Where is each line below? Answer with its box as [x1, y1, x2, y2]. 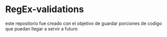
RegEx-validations [5, 4, 85, 15]
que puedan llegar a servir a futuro [5, 25, 78, 31]
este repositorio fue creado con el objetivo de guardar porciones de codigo [5, 20, 162, 26]
